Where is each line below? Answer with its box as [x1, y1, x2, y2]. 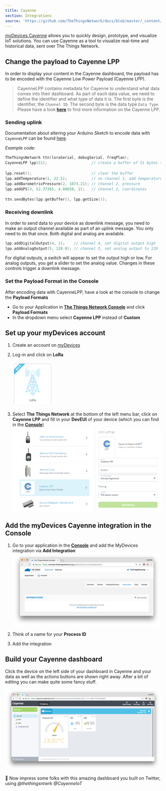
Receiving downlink [5, 209, 53, 215]
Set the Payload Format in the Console [5, 278, 99, 285]
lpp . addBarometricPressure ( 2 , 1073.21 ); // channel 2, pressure [5, 181, 140, 186]
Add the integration [12, 640, 52, 646]
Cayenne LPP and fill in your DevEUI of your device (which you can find [12, 417, 159, 422]
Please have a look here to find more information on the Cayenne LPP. [17, 106, 161, 112]
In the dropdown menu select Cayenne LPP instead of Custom [12, 315, 141, 320]
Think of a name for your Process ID [12, 631, 86, 637]
